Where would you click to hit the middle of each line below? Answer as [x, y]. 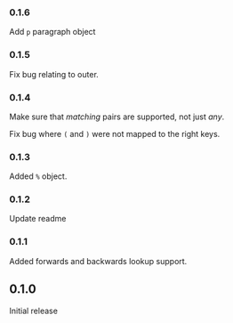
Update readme [38, 219]
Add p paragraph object [52, 32]
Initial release [33, 311]
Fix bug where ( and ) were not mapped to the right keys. [115, 133]
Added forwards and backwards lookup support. [98, 261]
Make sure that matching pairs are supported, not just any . [117, 117]
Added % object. [38, 176]
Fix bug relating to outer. [54, 74]
